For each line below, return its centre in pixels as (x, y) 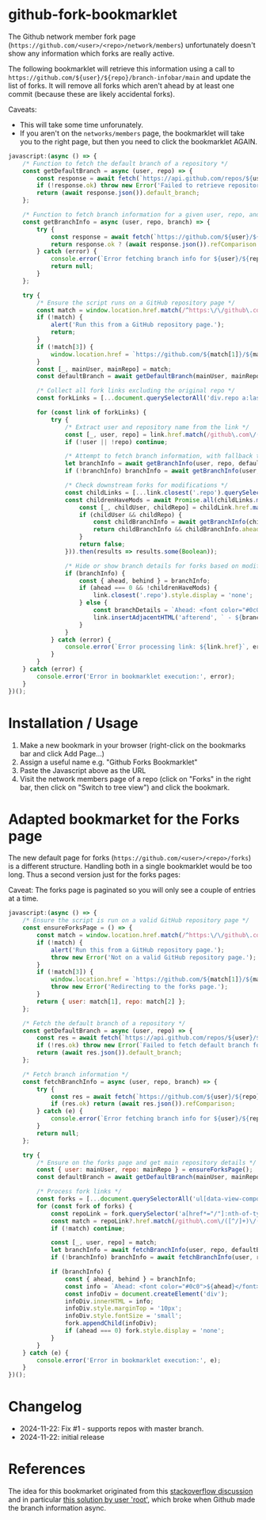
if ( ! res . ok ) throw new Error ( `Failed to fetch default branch (143, 1045)
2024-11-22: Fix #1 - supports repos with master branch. (112, 1429)
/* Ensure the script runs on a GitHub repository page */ (136, 303)
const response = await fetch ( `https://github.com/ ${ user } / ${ (155, 237)
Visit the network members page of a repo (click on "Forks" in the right (135, 779)
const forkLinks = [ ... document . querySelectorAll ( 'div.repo (138, 398)
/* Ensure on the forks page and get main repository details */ (147, 1162)
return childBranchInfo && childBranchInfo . (168, 530)
